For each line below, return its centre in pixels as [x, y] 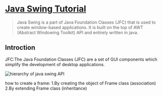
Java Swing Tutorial [46, 9]
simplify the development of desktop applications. [55, 64]
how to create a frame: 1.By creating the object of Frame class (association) [81, 83]
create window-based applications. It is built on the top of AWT [80, 27]
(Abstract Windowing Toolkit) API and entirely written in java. [78, 32]
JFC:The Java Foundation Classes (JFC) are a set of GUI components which [81, 59]
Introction [20, 48]
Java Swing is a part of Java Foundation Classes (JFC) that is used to [86, 22]
